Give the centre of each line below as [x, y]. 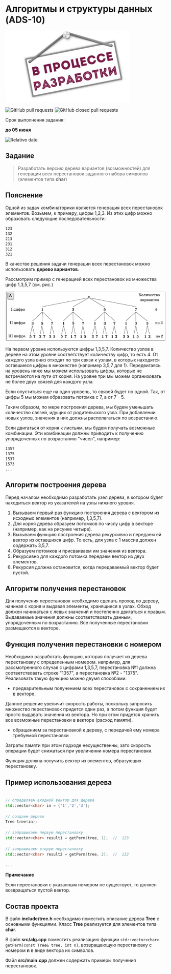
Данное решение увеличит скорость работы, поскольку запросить [79, 704]
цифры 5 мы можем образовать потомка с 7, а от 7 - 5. [65, 397]
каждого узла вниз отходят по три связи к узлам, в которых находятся [82, 360]
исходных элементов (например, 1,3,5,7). [58, 518]
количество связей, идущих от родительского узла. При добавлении [80, 412]
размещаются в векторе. [33, 628]
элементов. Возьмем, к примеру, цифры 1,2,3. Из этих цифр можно [79, 213]
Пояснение [24, 195]
